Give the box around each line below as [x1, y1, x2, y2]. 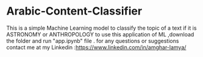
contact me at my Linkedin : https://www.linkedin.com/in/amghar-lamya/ [6, 44, 187, 51]
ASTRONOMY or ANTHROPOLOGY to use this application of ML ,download [6, 30, 194, 38]
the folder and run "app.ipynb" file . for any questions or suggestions [6, 37, 179, 44]
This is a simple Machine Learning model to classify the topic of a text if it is [6, 24, 197, 32]
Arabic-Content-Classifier [6, 4, 142, 18]
